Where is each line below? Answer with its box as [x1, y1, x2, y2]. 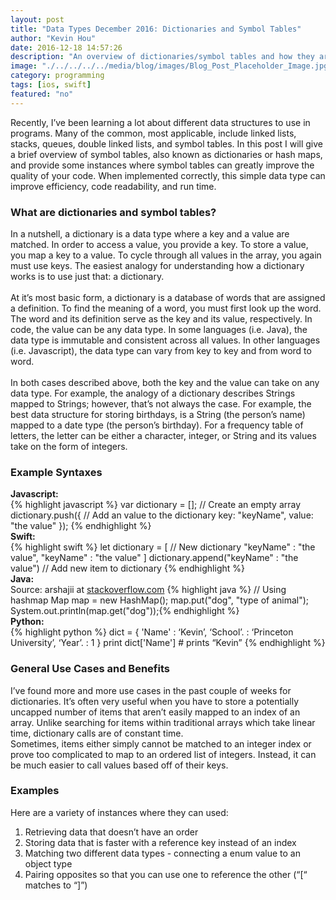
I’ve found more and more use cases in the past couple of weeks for [10, 684, 292, 696]
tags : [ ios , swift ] [10, 80, 92, 90]
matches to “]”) [24, 879, 88, 891]
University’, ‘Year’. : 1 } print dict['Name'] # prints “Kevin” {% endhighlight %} [10, 637, 326, 649]
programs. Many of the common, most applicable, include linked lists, [10, 127, 297, 139]
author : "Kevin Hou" [10, 33, 97, 43]
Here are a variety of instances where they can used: [10, 806, 229, 818]
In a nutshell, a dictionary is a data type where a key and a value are [10, 227, 290, 240]
